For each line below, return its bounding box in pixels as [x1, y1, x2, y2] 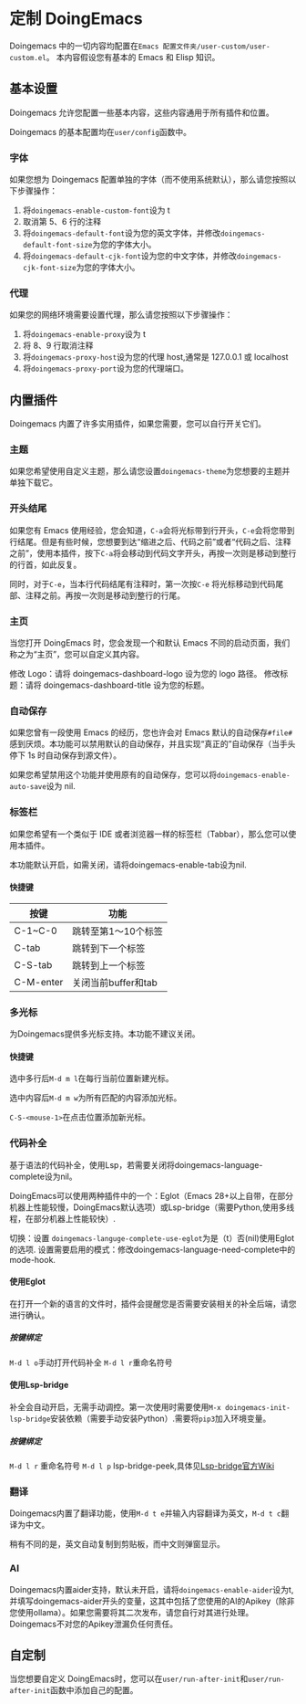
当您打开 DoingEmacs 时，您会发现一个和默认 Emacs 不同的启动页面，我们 [9, 637, 291, 648]
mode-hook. [9, 1254, 56, 1265]
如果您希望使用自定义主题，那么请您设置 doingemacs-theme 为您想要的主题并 [9, 466, 291, 477]
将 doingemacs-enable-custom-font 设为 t [22, 205, 170, 216]
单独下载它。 [9, 477, 57, 489]
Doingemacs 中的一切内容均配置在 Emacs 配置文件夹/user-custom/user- [9, 40, 270, 51]
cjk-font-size [22, 264, 76, 273]
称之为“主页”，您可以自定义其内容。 [9, 649, 145, 660]
